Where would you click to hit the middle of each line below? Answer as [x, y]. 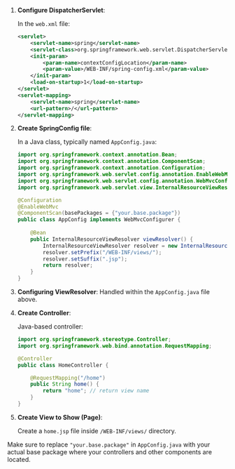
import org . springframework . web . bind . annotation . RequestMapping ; [114, 346]
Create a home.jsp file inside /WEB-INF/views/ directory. [97, 430]
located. [19, 459]
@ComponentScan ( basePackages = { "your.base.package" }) [99, 213]
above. [27, 299]
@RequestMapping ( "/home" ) [68, 378]
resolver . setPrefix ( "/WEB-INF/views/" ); [102, 252]
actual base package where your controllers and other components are [109, 451]
